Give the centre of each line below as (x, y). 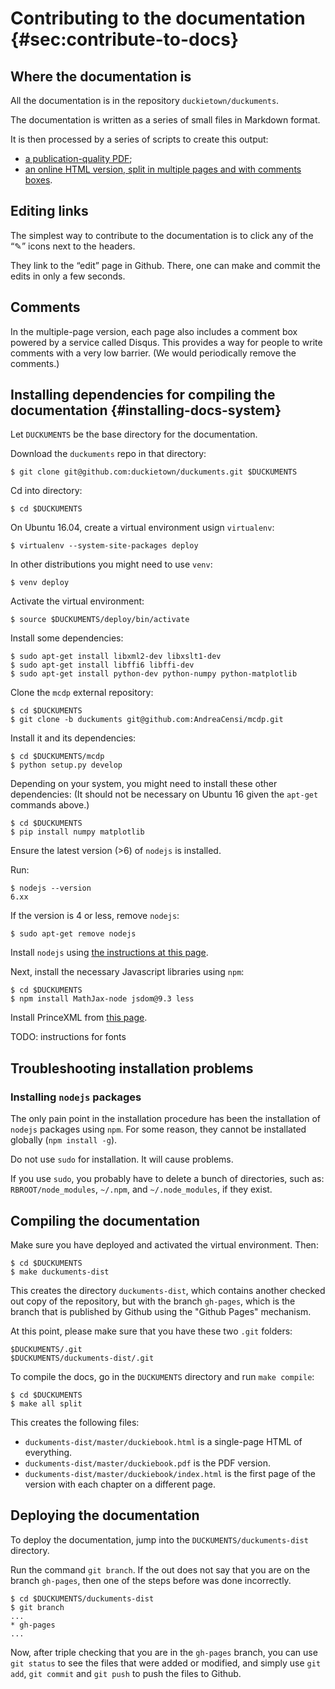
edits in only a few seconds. (68, 276)
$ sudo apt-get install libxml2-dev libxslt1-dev (116, 657)
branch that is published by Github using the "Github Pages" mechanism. (161, 1311)
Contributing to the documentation (158, 18)
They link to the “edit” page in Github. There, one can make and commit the (165, 265)
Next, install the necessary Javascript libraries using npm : (127, 972)
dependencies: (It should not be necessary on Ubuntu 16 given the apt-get (164, 794)
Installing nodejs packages (76, 1097)
